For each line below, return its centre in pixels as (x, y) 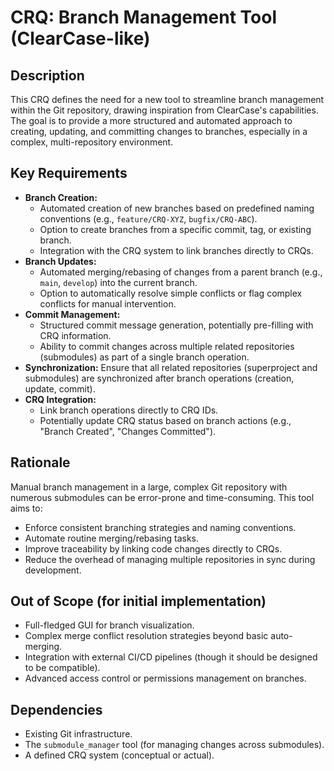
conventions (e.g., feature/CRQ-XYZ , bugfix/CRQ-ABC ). (148, 218)
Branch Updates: (60, 261)
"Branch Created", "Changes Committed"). (128, 431)
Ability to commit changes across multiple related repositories (167, 346)
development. (53, 570)
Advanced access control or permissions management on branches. (165, 678)
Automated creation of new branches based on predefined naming (177, 208)
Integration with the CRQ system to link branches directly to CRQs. (176, 250)
